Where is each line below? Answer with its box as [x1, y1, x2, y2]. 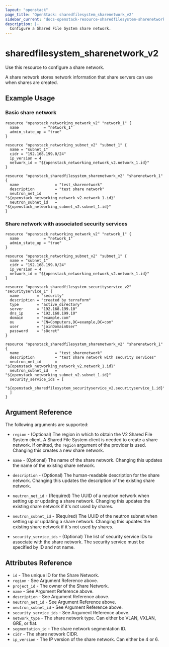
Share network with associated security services [5, 220, 128, 227]
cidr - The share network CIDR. [12, 631, 78, 637]
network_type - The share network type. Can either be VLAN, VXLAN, [12, 615, 156, 621]
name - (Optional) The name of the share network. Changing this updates [12, 457, 162, 463]
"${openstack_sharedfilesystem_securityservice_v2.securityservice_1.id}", [5, 386, 167, 391]
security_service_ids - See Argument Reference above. [12, 609, 130, 615]
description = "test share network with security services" [10, 355, 156, 360]
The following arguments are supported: [5, 421, 89, 428]
